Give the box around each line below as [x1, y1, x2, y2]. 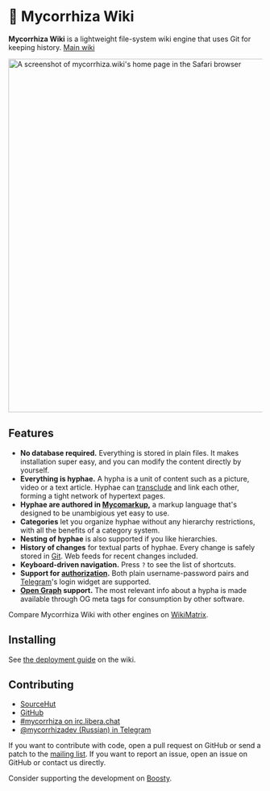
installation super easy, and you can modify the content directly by [19, 457, 242, 466]
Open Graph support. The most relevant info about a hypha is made [19, 585, 247, 595]
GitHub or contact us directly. [8, 758, 106, 768]
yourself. [19, 465, 50, 475]
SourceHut [19, 699, 56, 709]
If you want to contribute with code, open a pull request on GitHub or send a [8, 741, 261, 751]
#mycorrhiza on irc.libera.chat [19, 717, 121, 726]
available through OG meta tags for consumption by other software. [19, 594, 245, 604]
